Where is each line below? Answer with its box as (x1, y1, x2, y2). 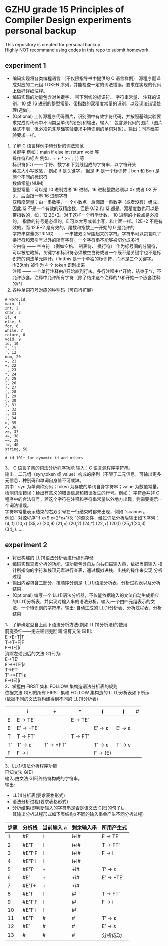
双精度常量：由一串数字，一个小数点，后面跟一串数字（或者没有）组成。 (12, 199, 161, 205)
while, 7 (5, 328, 23, 333)
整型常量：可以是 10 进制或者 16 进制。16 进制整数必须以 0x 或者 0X (12, 186, 152, 192)
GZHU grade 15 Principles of (5, 4, 124, 15)
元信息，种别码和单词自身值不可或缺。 (5, 477, 84, 483)
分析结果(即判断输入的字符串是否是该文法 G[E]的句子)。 (12, 805, 127, 811)
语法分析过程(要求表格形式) (12, 798, 69, 804)
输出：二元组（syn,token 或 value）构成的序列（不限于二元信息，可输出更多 (5, 471, 161, 477)
